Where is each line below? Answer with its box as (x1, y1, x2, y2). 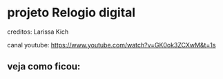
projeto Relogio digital (7, 5, 136, 21)
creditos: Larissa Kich (7, 27, 69, 36)
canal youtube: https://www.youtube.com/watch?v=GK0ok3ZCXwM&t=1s (7, 41, 216, 49)
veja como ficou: (7, 60, 81, 73)
